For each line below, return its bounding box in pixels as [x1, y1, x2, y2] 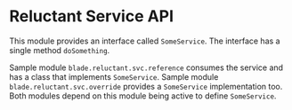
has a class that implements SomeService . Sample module [9, 71, 219, 82]
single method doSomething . [9, 44, 110, 55]
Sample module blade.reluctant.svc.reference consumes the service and [9, 62, 283, 73]
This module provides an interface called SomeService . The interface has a [9, 35, 280, 46]
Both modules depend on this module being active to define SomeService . [9, 90, 277, 101]
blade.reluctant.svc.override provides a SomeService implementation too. [9, 81, 283, 91]
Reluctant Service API [9, 6, 174, 27]
